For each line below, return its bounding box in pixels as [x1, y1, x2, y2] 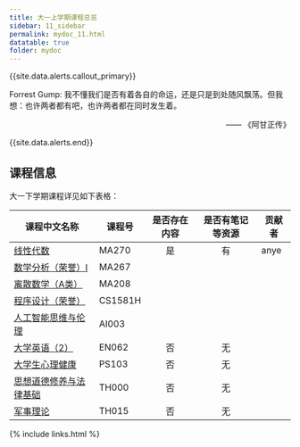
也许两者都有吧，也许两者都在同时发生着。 [24, 100, 181, 112]
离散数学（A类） [13, 277, 83, 290]
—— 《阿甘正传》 [226, 120, 291, 130]
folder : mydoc [9, 46, 62, 55]
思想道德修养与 [13, 375, 78, 387]
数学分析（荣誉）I [13, 261, 88, 273]
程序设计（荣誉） [13, 294, 87, 307]
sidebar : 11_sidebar [9, 21, 87, 30]
